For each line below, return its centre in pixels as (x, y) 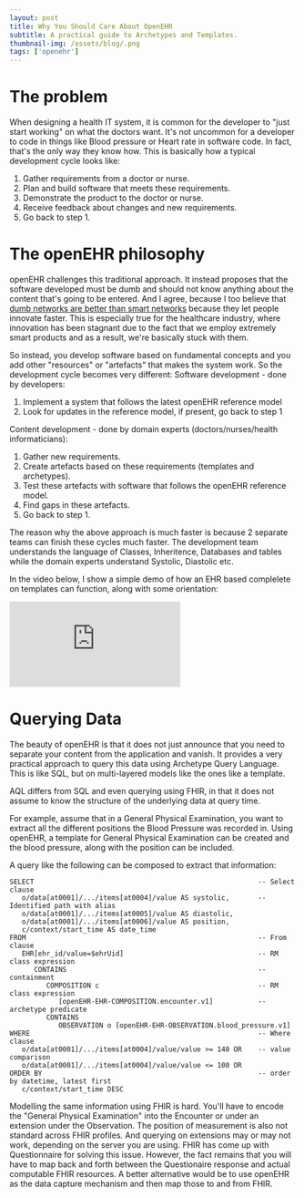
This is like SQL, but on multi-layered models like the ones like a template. (147, 773)
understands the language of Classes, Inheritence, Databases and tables (146, 552)
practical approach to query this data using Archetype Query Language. (144, 763)
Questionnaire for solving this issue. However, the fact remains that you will (151, 1154)
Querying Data (66, 719)
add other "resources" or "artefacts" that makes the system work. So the (146, 365)
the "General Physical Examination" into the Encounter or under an (134, 1115)
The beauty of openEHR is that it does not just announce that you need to (147, 744)
